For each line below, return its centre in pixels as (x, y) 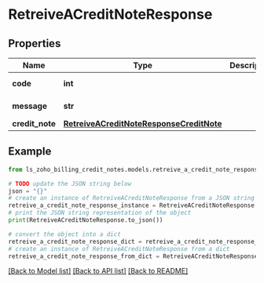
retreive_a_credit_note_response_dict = (75, 241)
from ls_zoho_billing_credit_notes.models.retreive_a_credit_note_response (135, 169)
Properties (35, 44)
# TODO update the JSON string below (70, 183)
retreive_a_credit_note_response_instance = (82, 205)
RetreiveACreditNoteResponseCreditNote (143, 123)
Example (30, 152)
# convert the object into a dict (65, 234)
